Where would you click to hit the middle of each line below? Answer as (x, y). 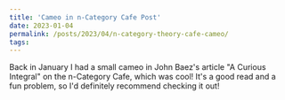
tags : (19, 42)
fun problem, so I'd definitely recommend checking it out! (114, 86)
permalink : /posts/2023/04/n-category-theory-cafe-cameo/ (119, 34)
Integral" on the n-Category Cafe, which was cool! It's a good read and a (142, 77)
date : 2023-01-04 (41, 26)
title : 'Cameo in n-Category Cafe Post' (85, 17)
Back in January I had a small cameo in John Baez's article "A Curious (138, 67)
